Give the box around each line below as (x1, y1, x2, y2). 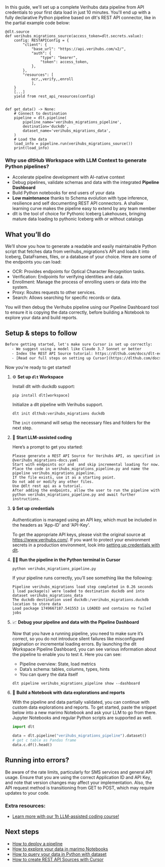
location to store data (12, 602, 61, 607)
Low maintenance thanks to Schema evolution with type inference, (12, 195, 148, 201)
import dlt (12, 724, 35, 729)
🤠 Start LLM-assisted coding (12, 435, 72, 441)
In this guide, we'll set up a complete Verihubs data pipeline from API (5, 4, 144, 10)
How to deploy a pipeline (12, 840, 63, 846)
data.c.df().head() (12, 743, 53, 747)
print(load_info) (14, 146, 50, 150)
